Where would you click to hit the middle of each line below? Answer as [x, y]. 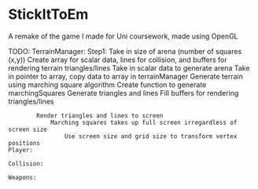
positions [24, 143]
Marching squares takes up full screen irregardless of [144, 122]
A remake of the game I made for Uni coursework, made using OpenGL [123, 36]
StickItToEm [48, 15]
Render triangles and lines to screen [100, 115]
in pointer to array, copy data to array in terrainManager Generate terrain [126, 76]
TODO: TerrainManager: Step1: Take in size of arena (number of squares [125, 51]
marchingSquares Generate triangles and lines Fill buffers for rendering [123, 93]
